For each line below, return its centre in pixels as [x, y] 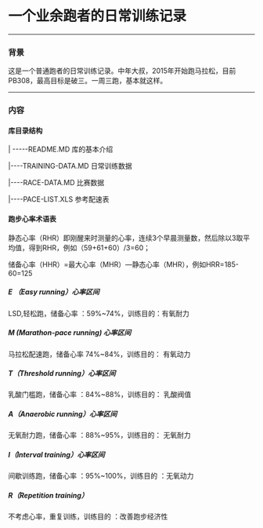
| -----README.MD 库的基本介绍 [61, 149]
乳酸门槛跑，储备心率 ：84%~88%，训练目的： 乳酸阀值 [100, 395]
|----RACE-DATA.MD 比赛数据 [56, 183]
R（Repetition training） [48, 495]
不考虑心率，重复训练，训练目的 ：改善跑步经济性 [88, 517]
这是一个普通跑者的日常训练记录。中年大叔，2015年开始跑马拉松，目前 [122, 71]
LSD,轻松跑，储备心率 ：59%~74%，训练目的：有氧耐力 [99, 313]
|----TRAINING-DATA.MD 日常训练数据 [70, 166]
